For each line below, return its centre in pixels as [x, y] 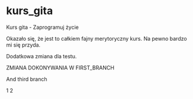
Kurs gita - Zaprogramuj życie [42, 27]
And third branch [27, 79]
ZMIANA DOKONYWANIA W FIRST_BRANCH [60, 67]
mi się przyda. [23, 45]
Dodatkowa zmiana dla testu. [41, 56]
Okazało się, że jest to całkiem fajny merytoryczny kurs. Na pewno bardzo [97, 38]
